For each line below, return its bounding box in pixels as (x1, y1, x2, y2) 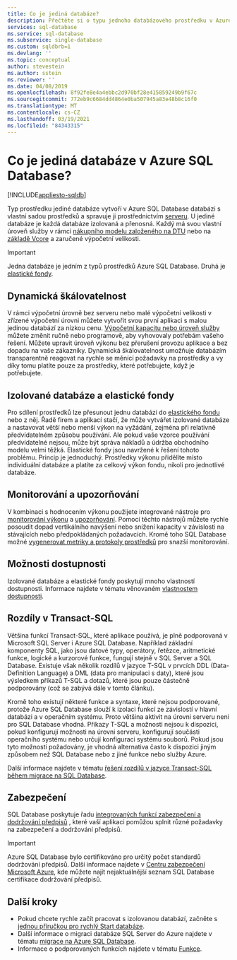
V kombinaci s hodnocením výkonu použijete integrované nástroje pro (7, 507, 210, 516)
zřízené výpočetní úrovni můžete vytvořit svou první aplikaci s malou (7, 316, 207, 325)
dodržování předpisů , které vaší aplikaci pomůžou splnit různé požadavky (7, 818, 224, 826)
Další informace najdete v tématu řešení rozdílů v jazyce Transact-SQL (7, 763, 212, 772)
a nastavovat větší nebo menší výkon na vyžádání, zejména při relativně (7, 423, 217, 432)
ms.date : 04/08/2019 (7, 83, 68, 90)
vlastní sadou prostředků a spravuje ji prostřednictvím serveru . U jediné (7, 212, 215, 221)
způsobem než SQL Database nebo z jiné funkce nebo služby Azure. (7, 750, 207, 759)
